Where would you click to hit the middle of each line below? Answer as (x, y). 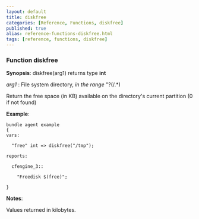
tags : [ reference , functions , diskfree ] (57, 39)
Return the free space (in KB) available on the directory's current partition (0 (99, 96)
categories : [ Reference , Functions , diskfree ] (65, 23)
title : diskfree (26, 17)
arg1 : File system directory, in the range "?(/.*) (63, 85)
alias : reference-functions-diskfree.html (59, 34)
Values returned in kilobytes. (41, 210)
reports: (17, 156)
